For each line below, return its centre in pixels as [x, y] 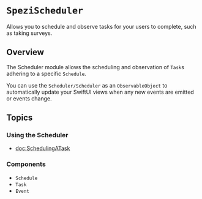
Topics [20, 118]
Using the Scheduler [37, 135]
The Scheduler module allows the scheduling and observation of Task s [95, 67]
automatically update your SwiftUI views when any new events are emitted [100, 92]
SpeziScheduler [45, 11]
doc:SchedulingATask [43, 148]
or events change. [29, 98]
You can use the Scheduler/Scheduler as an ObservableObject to [87, 85]
